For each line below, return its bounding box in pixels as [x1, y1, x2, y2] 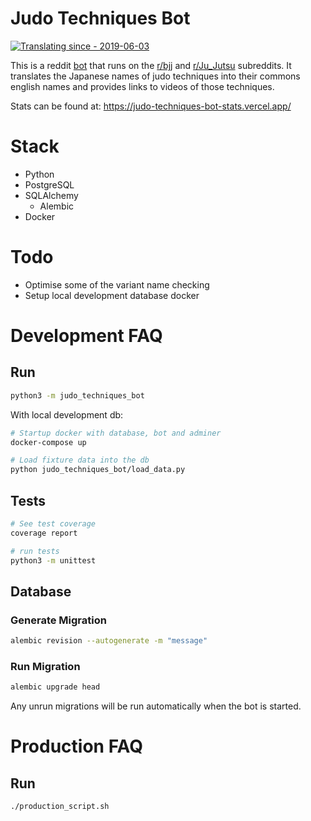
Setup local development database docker [24, 289, 200, 301]
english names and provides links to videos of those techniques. [10, 80, 275, 92]
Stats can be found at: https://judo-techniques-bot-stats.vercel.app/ [10, 100, 292, 112]
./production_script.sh [10, 802, 110, 812]
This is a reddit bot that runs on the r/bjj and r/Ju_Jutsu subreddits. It [10, 59, 292, 71]
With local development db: [10, 408, 124, 421]
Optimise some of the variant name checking [24, 278, 210, 291]
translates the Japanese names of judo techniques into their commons [10, 70, 301, 82]
